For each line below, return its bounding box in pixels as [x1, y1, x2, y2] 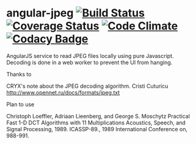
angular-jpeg [6, 6, 74, 20]
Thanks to [6, 70, 32, 77]
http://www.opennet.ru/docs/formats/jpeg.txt [6, 88, 120, 96]
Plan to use [6, 101, 35, 108]
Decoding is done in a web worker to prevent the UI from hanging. [6, 59, 173, 66]
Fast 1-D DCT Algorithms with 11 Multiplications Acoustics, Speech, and [6, 119, 186, 126]
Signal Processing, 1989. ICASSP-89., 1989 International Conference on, [6, 125, 188, 132]
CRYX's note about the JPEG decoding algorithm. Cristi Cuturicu [6, 82, 169, 90]
